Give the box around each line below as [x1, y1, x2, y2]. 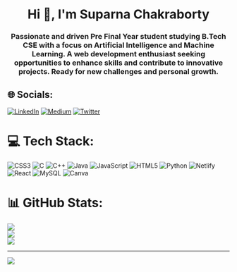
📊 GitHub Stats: [7, 195, 104, 211]
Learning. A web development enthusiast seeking [31, 49, 206, 59]
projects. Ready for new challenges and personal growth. [18, 67, 219, 77]
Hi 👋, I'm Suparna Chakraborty [27, 6, 210, 23]
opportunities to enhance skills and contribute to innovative [13, 58, 224, 68]
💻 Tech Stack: [7, 133, 95, 149]
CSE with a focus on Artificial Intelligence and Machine [22, 40, 215, 50]
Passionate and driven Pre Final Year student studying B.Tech [11, 32, 226, 42]
